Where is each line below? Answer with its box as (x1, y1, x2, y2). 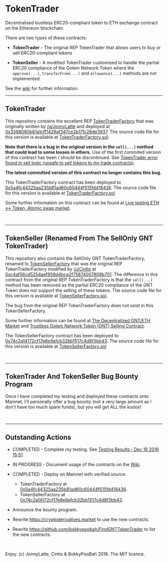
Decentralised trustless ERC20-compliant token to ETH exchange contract (5, 20, 158, 26)
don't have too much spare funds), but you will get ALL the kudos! (5, 404, 141, 410)
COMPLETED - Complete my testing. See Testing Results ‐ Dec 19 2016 (12, 446, 159, 452)
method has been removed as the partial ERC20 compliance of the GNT (5, 282, 153, 288)
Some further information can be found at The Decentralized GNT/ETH (5, 317, 151, 323)
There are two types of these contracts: (5, 35, 87, 41)
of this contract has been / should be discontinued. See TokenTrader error (5, 154, 158, 160)
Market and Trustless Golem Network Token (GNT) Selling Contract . (5, 323, 145, 329)
